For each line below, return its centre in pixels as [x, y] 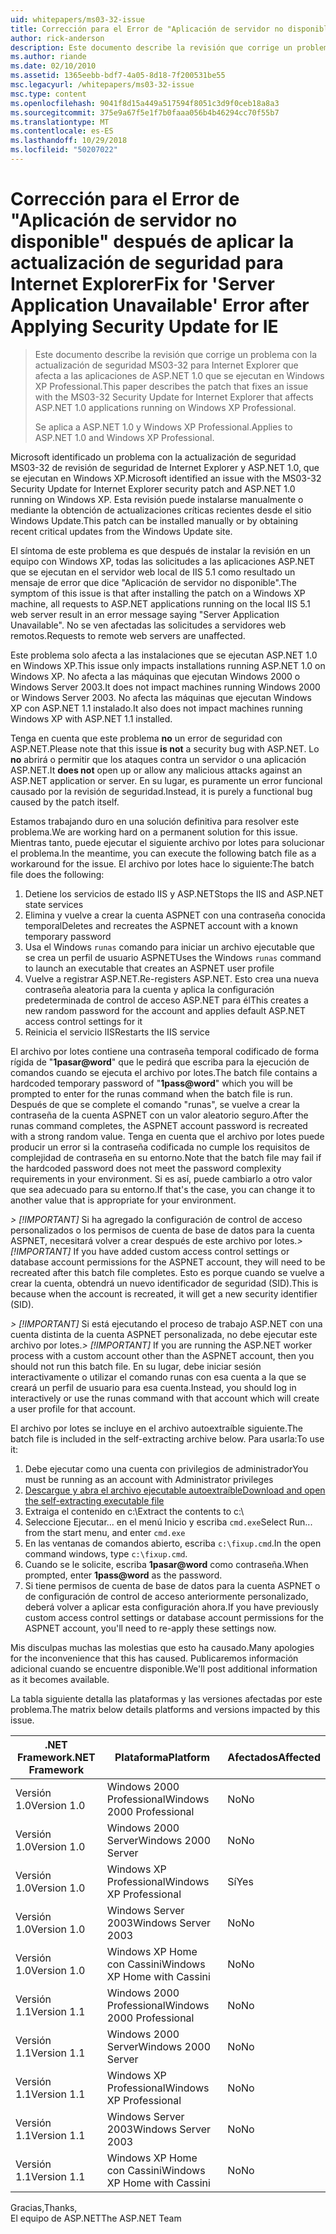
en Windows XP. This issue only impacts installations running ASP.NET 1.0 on [168, 665]
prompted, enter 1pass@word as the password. [123, 1575]
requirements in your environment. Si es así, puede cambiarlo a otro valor [161, 1178]
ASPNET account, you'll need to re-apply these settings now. [150, 1628]
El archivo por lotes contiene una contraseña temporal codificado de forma [165, 1051]
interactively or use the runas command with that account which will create [165, 1398]
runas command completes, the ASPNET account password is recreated [159, 1125]
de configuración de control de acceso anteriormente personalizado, [166, 1596]
